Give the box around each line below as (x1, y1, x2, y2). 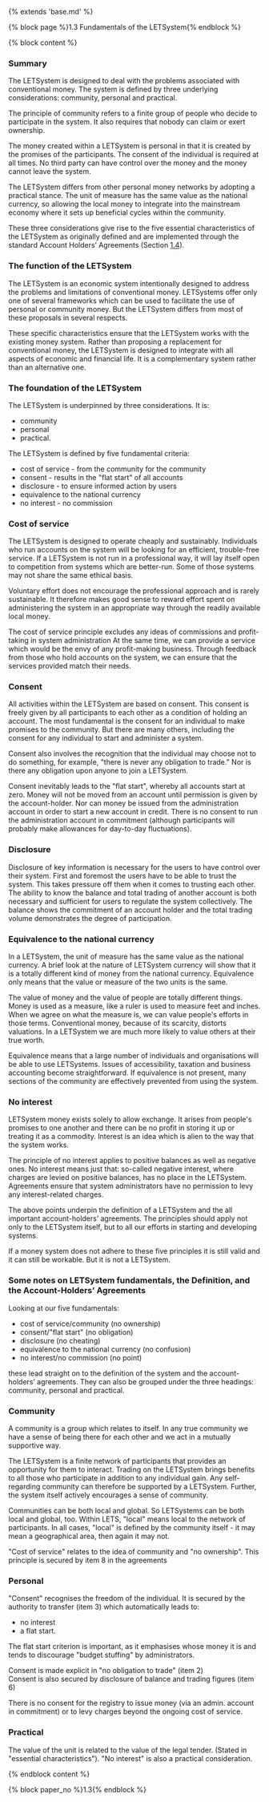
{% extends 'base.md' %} (8, 7, 94, 16)
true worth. (8, 1036, 46, 1045)
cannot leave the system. (8, 167, 91, 176)
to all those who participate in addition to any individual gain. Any (8, 1473, 223, 1482)
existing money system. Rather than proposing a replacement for (8, 337, 223, 346)
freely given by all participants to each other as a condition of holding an (8, 708, 247, 717)
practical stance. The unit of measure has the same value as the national (8, 191, 248, 200)
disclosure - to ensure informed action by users (19, 481, 178, 491)
